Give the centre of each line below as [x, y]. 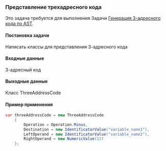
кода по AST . [19, 23]
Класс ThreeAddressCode [33, 92]
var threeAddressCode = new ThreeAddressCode [54, 115]
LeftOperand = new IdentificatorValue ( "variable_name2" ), [87, 134]
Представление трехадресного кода [54, 7]
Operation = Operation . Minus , [56, 124]
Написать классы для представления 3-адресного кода [66, 46]
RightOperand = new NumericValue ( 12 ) [64, 139]
